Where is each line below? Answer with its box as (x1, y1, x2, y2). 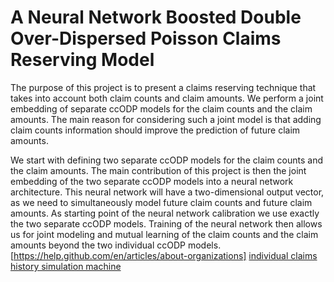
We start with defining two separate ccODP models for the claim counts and (10, 154, 324, 166)
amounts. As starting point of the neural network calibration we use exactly (10, 207, 320, 219)
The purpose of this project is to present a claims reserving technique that (10, 81, 317, 93)
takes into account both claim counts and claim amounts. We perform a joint (10, 92, 324, 104)
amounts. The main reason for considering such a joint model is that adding (10, 113, 322, 125)
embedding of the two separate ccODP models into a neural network (10, 175, 294, 187)
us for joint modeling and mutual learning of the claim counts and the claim (10, 228, 319, 240)
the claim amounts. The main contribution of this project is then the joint (10, 164, 307, 176)
